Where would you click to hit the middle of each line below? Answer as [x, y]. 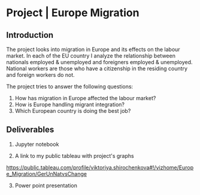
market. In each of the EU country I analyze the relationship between [91, 56]
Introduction [30, 35]
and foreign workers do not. [40, 75]
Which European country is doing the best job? [73, 111]
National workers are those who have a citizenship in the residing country [97, 68]
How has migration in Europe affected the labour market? [85, 98]
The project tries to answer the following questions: [70, 86]
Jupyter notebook [37, 144]
